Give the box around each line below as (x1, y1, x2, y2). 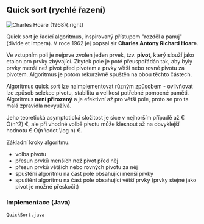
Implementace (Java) (6, 198, 71, 206)
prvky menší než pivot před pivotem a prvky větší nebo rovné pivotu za (6, 64, 185, 71)
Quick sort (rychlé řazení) (6, 5, 106, 15)
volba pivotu (15, 150, 47, 157)
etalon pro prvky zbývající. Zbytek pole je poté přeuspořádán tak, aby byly (6, 57, 193, 65)
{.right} (66, 21, 84, 28)
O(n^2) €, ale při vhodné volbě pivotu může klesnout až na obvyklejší (6, 120, 180, 128)
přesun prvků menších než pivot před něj (15, 157, 119, 164)
